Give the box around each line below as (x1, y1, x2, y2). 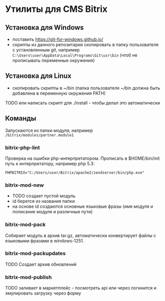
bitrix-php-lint (5, 144, 41, 151)
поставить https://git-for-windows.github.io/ (12, 36, 104, 42)
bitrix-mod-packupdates (5, 250, 66, 257)
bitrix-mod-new (5, 181, 44, 188)
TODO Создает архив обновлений (5, 261, 77, 267)
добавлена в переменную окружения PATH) (12, 90, 106, 96)
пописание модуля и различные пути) (12, 209, 93, 215)
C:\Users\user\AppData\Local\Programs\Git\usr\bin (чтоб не (12, 52, 137, 58)
